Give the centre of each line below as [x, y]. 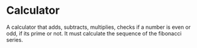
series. [15, 40]
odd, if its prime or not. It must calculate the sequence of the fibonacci [94, 33]
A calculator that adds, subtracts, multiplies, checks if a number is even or [98, 27]
